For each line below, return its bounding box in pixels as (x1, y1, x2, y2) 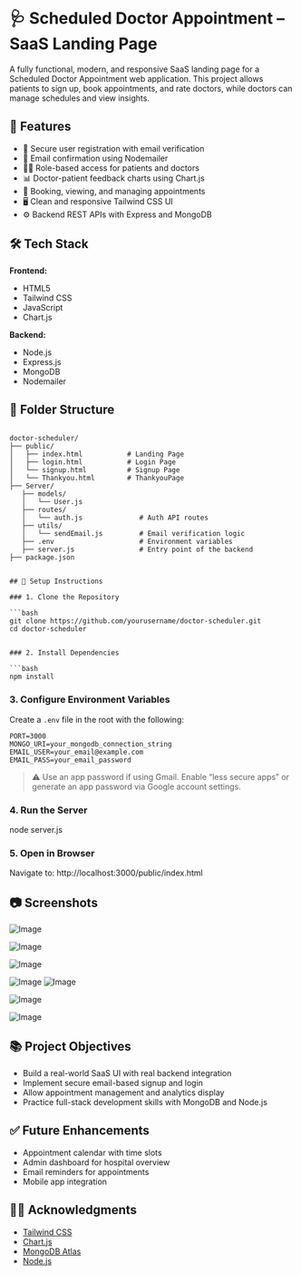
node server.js (9, 824, 63, 835)
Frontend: (9, 265, 48, 276)
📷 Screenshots (9, 894, 98, 910)
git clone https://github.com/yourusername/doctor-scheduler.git (9, 617, 261, 626)
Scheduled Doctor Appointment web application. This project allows (9, 73, 264, 84)
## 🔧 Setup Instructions (9, 577, 103, 587)
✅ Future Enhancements (9, 1123, 150, 1139)
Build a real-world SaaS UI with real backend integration (22, 1067, 232, 1078)
